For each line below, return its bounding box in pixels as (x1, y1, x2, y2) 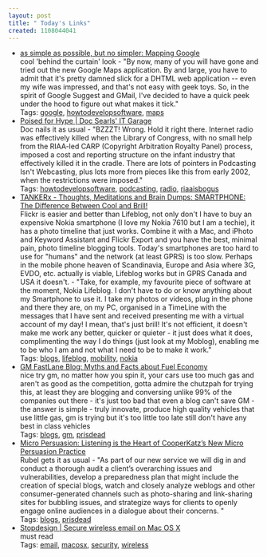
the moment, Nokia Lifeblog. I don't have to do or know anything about (19, 286, 253, 295)
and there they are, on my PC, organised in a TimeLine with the (19, 302, 227, 312)
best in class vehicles (19, 421, 91, 431)
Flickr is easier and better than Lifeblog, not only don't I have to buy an (19, 209, 253, 219)
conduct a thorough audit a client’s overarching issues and (19, 464, 213, 473)
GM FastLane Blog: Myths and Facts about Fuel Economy (19, 362, 208, 372)
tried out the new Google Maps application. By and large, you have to (19, 65, 247, 75)
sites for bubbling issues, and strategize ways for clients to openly (19, 498, 238, 508)
